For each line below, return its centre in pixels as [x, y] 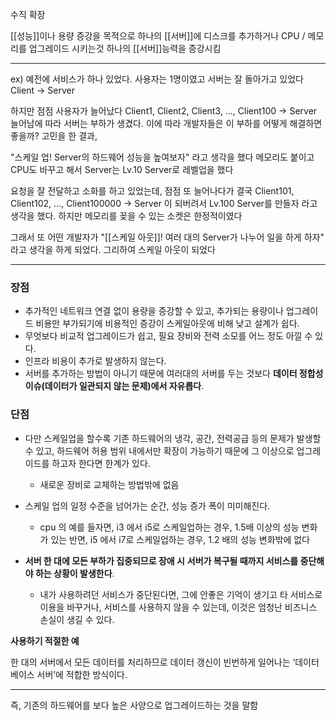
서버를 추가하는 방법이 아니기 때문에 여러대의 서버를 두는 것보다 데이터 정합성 [174, 374]
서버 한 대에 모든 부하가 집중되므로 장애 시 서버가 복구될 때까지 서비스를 [161, 560]
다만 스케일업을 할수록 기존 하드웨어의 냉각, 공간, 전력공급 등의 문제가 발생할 [173, 438]
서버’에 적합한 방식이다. [82, 674]
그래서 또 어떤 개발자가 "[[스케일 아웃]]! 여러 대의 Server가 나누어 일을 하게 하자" [167, 237]
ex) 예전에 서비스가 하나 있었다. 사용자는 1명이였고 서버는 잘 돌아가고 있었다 [157, 79]
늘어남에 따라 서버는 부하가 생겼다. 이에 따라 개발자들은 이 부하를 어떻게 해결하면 [166, 123]
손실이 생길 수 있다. [77, 619]
